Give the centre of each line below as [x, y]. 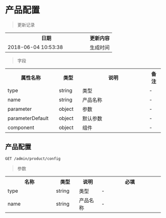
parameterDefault [28, 118]
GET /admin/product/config [33, 159]
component [21, 128]
